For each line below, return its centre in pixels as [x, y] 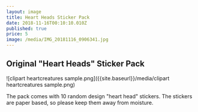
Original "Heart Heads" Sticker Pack [76, 64]
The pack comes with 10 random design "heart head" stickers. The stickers [99, 96]
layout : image [24, 12]
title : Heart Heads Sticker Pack [48, 17]
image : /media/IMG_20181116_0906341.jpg [58, 40]
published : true [26, 28]
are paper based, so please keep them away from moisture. [80, 102]
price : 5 [17, 34]
